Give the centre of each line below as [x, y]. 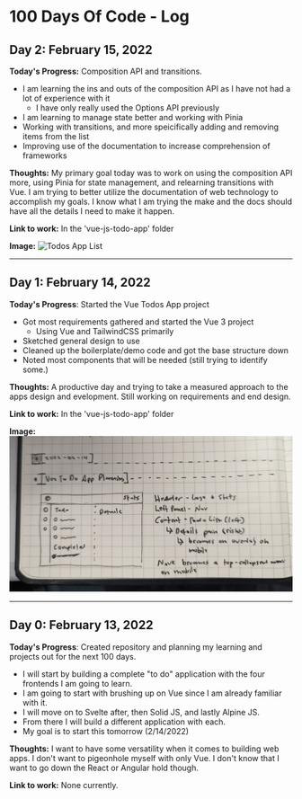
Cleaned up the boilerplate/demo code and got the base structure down [155, 350]
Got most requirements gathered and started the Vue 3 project [138, 322]
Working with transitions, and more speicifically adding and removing [151, 127]
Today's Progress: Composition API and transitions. [106, 71]
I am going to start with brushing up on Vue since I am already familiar [152, 693]
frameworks [44, 155]
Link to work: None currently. [64, 785]
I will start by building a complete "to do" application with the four [143, 674]
